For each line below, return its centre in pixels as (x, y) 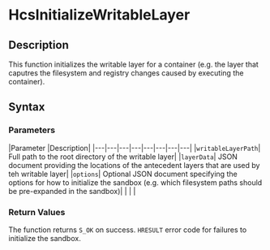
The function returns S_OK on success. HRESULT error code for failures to (128, 230)
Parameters (32, 130)
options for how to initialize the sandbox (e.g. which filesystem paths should (135, 182)
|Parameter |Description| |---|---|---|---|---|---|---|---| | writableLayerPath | (135, 148)
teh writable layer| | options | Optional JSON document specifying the (123, 174)
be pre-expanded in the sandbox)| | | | (72, 191)
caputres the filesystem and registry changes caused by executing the (126, 73)
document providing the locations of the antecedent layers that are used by (134, 165)
